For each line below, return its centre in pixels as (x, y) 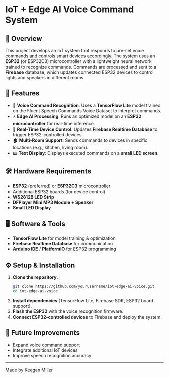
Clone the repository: (35, 277)
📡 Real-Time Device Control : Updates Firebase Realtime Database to (85, 129)
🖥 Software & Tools (35, 224)
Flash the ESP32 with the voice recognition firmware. (68, 311)
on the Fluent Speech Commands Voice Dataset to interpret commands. (87, 111)
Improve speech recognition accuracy (52, 355)
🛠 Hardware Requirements (48, 172)
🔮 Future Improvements (43, 333)
